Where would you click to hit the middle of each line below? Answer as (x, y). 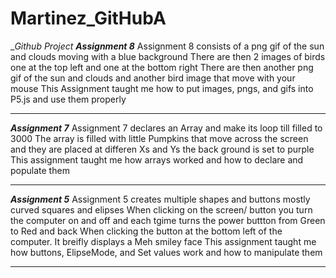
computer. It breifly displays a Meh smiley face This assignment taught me (163, 241)
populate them (40, 170)
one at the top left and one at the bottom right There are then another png (162, 67)
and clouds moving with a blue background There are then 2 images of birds (168, 56)
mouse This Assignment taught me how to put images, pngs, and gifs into (162, 88)
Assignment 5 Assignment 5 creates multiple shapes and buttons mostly (160, 199)
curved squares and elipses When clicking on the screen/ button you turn (161, 209)
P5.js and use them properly (68, 99)
